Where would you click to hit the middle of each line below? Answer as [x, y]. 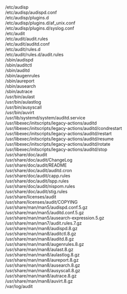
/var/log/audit [19, 286]
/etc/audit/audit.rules [27, 39]
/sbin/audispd [19, 60]
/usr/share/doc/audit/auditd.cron [38, 170]
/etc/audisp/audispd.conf [31, 12]
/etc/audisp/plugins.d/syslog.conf [40, 28]
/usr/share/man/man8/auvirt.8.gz [39, 281]
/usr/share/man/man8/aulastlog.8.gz [43, 255]
